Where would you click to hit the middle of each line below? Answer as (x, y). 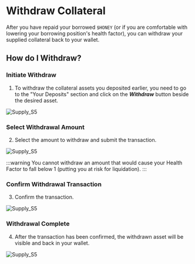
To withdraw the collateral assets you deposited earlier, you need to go (100, 88)
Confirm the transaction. (44, 197)
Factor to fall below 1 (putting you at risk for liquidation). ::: (76, 169)
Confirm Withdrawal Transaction (54, 184)
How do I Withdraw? (44, 58)
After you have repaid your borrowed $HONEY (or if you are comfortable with (97, 27)
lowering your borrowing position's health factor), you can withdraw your (95, 33)
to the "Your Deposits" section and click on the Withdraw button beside (102, 94)
